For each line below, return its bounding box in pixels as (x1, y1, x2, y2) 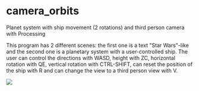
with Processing (6, 30, 46, 37)
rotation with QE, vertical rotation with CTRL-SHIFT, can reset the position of (6, 61, 193, 68)
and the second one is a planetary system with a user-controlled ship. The (6, 48, 188, 55)
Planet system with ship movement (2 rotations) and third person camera (6, 24, 185, 31)
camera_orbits (6, 4, 79, 18)
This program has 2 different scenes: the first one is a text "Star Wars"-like (6, 42, 189, 49)
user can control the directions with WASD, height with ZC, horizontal (6, 54, 176, 61)
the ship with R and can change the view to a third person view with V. (6, 67, 178, 74)
